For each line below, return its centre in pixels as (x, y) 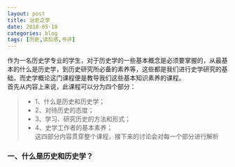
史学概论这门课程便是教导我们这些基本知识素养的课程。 (105, 78)
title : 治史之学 (29, 20)
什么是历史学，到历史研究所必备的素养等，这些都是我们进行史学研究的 (120, 69)
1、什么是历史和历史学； (70, 101)
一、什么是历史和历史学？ (50, 157)
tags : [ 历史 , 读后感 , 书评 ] (41, 40)
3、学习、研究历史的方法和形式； (83, 119)
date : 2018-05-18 (33, 27)
